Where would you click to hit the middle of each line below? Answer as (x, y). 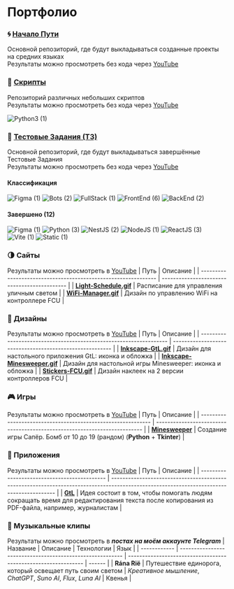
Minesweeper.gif (32, 364)
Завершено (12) (31, 214)
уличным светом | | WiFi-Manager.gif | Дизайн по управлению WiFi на (112, 293)
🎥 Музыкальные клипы (49, 525)
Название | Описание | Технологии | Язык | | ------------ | (93, 548)
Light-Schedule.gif (104, 285)
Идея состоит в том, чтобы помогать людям (146, 492)
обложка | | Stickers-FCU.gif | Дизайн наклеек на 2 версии (95, 371)
